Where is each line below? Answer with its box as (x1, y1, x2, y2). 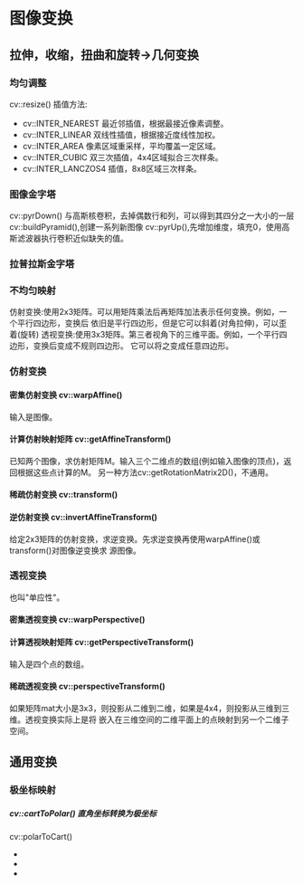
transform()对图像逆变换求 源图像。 (9, 545, 142, 556)
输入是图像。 (9, 411, 57, 422)
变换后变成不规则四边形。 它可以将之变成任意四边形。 (33, 340, 233, 351)
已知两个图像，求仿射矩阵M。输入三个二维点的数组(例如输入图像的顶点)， (9, 455, 284, 466)
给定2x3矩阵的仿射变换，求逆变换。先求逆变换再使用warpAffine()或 (9, 533, 260, 544)
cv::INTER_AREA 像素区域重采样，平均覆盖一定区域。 (22, 140, 222, 151)
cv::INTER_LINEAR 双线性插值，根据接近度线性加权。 (22, 128, 221, 140)
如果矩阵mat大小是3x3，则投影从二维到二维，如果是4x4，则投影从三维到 (9, 702, 282, 713)
